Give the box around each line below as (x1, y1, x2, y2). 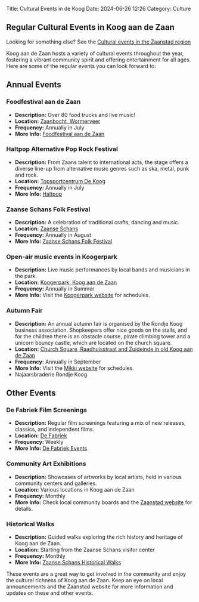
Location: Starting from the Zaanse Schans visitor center (14, 546, 155, 553)
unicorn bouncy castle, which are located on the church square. (14, 339, 172, 346)
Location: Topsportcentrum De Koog (14, 177, 106, 184)
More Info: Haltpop (14, 190, 63, 197)
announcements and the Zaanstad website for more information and (6, 583, 173, 590)
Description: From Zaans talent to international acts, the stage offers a (14, 158, 189, 166)
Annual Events (6, 80, 61, 90)
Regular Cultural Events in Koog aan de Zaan (6, 22, 175, 32)
